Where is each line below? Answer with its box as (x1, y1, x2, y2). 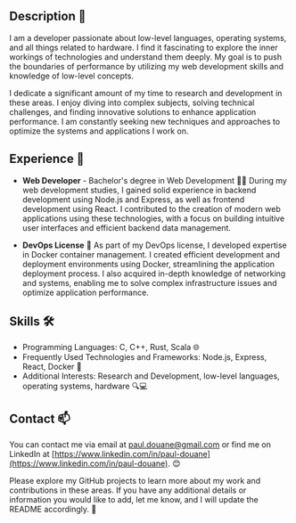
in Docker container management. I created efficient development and (21, 249, 281, 259)
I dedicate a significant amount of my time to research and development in (9, 87, 283, 98)
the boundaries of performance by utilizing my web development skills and (9, 61, 284, 71)
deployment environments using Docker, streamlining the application (21, 258, 275, 269)
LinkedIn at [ (9, 449, 55, 460)
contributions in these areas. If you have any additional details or (9, 485, 247, 495)
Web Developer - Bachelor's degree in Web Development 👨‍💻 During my (21, 175, 287, 185)
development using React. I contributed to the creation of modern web (21, 203, 281, 214)
